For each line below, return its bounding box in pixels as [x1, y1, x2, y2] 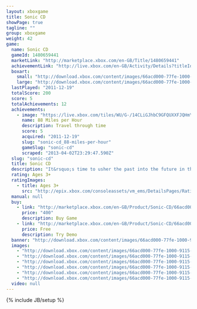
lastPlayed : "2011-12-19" [11, 85, 75, 91]
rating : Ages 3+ [11, 172, 51, 178]
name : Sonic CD [11, 47, 49, 53]
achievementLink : [11, 63, 54, 69]
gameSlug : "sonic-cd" [21, 145, 75, 150]
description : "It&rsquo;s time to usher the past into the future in [11, 166, 185, 173]
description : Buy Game [21, 215, 77, 221]
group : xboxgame [6, 30, 46, 36]
